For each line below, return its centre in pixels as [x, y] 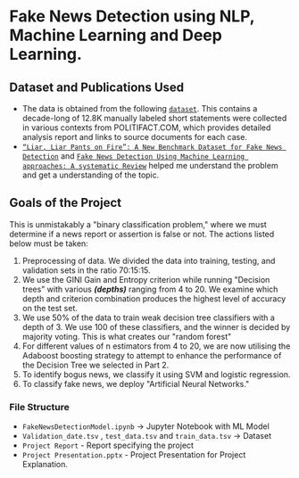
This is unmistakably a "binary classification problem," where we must [138, 224]
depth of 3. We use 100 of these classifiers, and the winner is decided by [156, 326]
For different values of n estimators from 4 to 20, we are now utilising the [156, 346]
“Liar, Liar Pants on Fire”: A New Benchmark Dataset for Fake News [152, 147]
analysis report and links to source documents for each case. [135, 137]
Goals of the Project [66, 203]
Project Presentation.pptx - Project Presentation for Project [134, 455]
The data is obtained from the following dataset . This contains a [140, 108]
